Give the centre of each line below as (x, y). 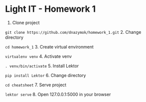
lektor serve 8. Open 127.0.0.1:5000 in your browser (58, 94)
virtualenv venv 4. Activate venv (38, 56)
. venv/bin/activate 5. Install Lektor (42, 66)
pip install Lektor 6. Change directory (46, 75)
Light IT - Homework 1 (50, 9)
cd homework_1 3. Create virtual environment (49, 47)
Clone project (26, 23)
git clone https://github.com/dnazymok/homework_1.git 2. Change (73, 32)
